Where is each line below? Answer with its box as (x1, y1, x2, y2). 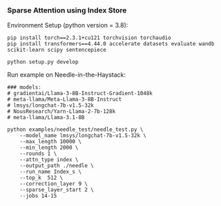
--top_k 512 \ (19, 174, 64, 181)
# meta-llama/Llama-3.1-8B (7, 114, 85, 121)
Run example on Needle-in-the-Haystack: (7, 71, 126, 79)
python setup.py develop (7, 59, 79, 65)
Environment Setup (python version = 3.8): (7, 21, 128, 30)
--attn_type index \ (19, 156, 79, 163)
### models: (7, 84, 41, 91)
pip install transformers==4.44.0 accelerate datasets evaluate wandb (7, 41, 215, 48)
